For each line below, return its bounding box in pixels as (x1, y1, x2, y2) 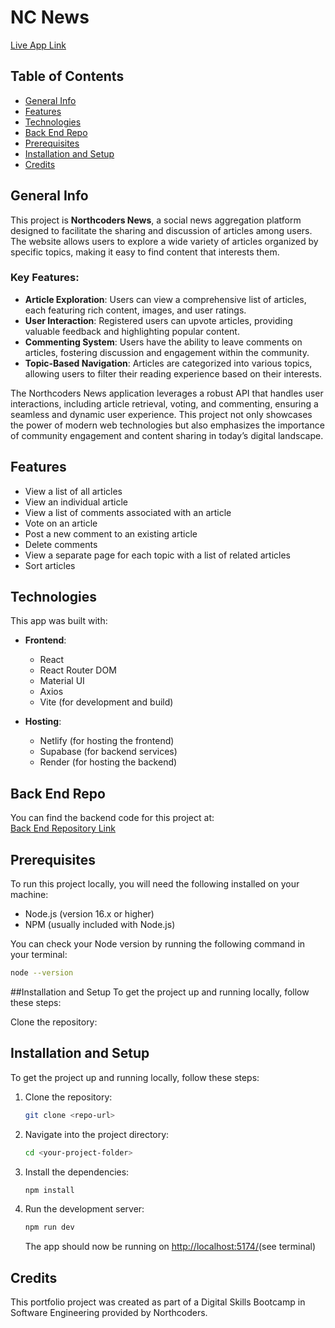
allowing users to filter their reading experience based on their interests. (24, 367, 323, 380)
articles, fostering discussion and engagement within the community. (24, 346, 310, 358)
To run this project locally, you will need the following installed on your (10, 878, 300, 890)
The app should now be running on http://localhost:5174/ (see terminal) (24, 1241, 317, 1253)
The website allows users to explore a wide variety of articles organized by (10, 235, 319, 247)
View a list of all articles (24, 485, 123, 497)
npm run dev (24, 1222, 75, 1233)
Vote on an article (24, 517, 98, 529)
